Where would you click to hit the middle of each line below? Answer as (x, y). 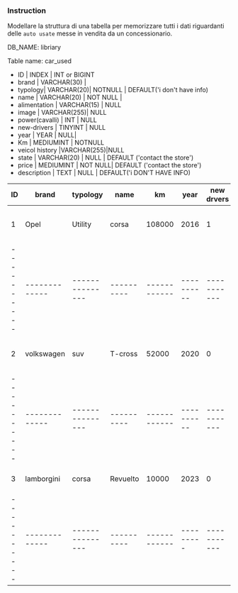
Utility (82, 224)
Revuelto (124, 479)
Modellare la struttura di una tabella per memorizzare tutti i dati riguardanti (116, 26)
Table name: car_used (40, 61)
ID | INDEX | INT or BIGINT (56, 75)
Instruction (27, 11)
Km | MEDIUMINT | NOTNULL (61, 143)
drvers (218, 199)
